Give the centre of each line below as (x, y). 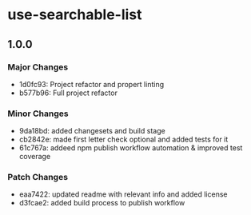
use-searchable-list (75, 15)
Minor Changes (38, 113)
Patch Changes (38, 177)
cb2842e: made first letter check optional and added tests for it (124, 139)
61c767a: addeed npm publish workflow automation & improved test (131, 148)
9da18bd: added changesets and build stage (92, 131)
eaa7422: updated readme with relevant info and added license (123, 194)
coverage (35, 157)
